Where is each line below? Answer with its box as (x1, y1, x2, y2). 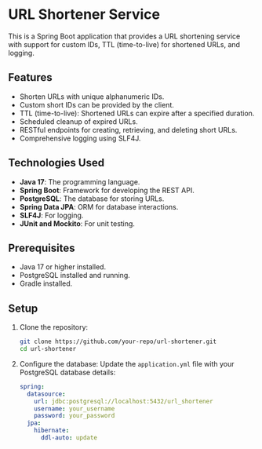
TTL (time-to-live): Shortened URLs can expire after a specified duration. (19, 108, 255, 118)
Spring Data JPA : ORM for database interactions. (19, 202, 179, 211)
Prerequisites (8, 241, 75, 254)
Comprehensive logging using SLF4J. (19, 133, 141, 143)
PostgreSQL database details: (19, 367, 116, 377)
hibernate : (34, 426, 70, 435)
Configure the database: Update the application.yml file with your (19, 359, 235, 368)
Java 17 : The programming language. (19, 177, 140, 186)
